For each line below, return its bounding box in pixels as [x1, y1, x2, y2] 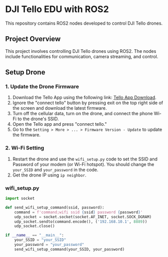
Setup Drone [5, 68, 45, 76]
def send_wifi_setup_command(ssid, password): [5, 205, 105, 210]
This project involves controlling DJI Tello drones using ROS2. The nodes [5, 48, 156, 54]
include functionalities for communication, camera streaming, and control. [5, 53, 158, 59]
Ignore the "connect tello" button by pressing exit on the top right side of [12, 100, 163, 106]
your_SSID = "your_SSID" [14, 237, 66, 242]
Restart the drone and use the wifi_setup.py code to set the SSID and [12, 156, 157, 162]
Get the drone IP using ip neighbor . [12, 172, 87, 178]
